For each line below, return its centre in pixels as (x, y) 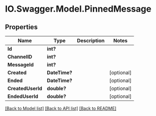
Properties (21, 27)
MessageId (21, 65)
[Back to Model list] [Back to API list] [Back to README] (61, 108)
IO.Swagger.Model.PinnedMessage (78, 9)
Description (91, 41)
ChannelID (20, 57)
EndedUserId (23, 96)
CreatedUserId (25, 88)
